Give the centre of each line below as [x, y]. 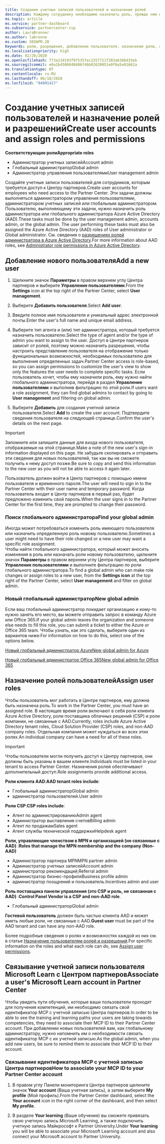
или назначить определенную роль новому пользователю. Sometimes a [80, 533]
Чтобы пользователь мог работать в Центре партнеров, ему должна [77, 700]
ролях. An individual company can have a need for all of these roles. [74, 737]
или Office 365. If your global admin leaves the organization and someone [79, 619]
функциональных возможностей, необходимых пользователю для [82, 356]
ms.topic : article [24, 19]
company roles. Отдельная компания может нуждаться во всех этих [77, 731]
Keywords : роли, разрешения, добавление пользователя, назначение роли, [81, 46]
